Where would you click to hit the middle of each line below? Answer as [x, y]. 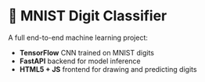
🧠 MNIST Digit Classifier [88, 16]
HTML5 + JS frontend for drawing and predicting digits [108, 69]
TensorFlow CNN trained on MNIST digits [87, 52]
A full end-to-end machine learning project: [78, 37]
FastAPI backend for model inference [80, 61]
